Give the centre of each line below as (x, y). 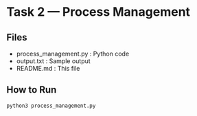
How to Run (32, 90)
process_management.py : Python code (73, 54)
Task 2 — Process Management (98, 12)
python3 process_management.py (51, 106)
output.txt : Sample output (53, 61)
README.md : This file (48, 68)
